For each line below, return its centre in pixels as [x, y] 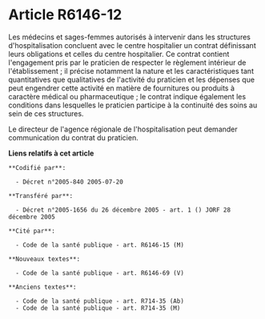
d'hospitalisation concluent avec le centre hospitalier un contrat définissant [132, 45]
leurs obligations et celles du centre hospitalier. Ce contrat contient [119, 54]
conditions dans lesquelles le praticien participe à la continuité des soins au [133, 105]
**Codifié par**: [37, 168]
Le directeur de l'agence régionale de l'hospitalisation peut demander [123, 129]
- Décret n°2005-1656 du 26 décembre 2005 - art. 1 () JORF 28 [123, 210]
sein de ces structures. [46, 113]
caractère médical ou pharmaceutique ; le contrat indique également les [127, 96]
